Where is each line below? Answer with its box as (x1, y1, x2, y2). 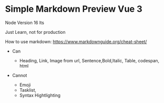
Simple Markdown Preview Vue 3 (5, 3, 142, 15)
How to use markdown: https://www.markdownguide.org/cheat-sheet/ (5, 38, 147, 45)
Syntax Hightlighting (19, 92, 61, 98)
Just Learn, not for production (5, 29, 66, 35)
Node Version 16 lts (5, 20, 45, 26)
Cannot (12, 72, 27, 78)
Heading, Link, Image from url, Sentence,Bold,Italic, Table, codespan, (19, 57, 160, 63)
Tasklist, (19, 87, 37, 93)
